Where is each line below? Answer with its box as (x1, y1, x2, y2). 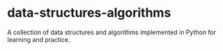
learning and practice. (7, 35, 71, 43)
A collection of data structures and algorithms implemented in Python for (7, 28, 217, 36)
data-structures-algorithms (7, 5, 171, 21)
